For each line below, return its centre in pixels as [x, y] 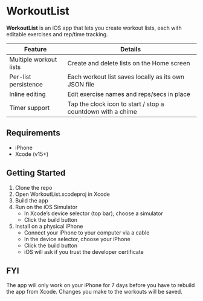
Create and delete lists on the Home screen [129, 63]
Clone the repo [34, 187]
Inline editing [27, 94]
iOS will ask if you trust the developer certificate [84, 251]
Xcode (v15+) [32, 154]
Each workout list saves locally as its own [126, 77]
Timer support [30, 108]
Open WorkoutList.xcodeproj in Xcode [63, 194]
